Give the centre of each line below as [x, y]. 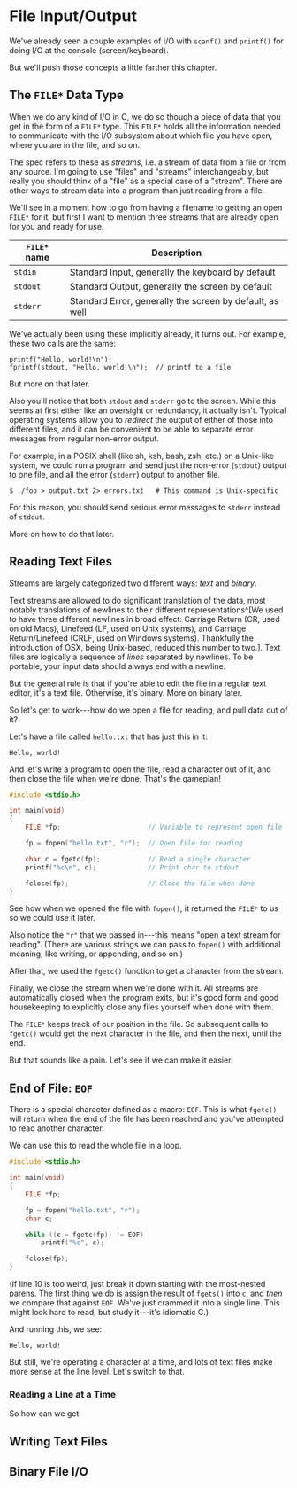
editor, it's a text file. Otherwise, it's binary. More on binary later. [126, 692]
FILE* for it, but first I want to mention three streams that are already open [144, 217]
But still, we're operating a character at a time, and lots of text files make [141, 1362]
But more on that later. [49, 384]
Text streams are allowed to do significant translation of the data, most [137, 600]
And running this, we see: [56, 1329]
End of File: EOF [51, 1088]
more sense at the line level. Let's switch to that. [97, 1371]
